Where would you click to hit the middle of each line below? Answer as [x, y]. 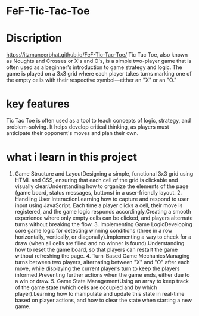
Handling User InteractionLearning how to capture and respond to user [102, 199]
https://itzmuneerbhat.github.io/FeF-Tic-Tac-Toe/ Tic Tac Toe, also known [97, 55]
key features [38, 104]
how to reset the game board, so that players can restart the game [96, 249]
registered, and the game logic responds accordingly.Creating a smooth [103, 212]
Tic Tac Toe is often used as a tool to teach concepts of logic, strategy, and [99, 121]
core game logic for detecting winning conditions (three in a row [94, 231]
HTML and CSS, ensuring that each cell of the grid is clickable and [96, 180]
